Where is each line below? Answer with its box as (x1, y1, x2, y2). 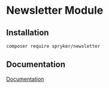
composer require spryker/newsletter (6, 43, 101, 49)
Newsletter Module (6, 4, 104, 17)
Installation (6, 28, 49, 38)
